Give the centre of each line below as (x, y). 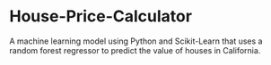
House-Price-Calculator (101, 16)
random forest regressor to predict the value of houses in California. (135, 50)
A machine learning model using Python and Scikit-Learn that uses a (136, 41)
